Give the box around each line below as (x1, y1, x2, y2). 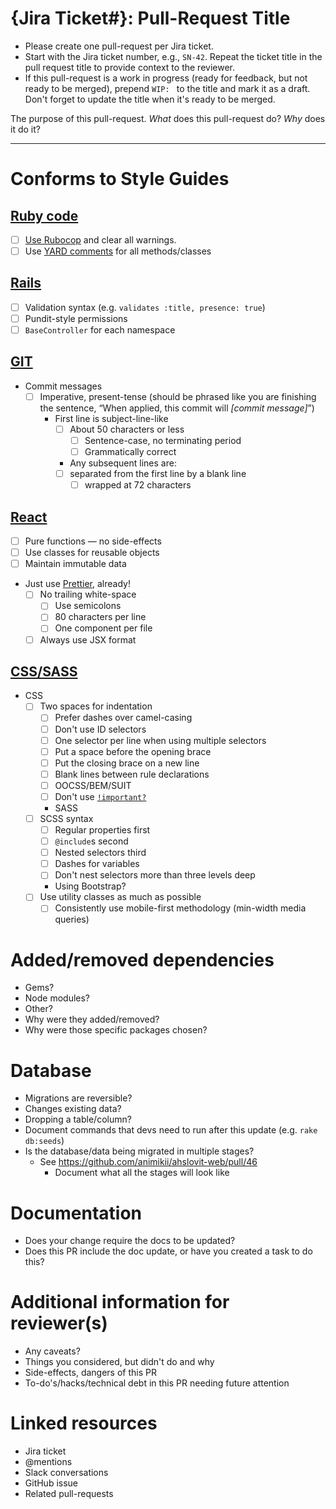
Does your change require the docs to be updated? (24, 1235, 236, 1247)
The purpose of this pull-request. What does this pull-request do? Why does (10, 112, 326, 124)
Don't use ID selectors (54, 723, 147, 735)
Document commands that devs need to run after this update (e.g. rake (24, 1124, 318, 1136)
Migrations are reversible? (24, 1092, 133, 1104)
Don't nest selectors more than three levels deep (54, 869, 256, 881)
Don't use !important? (54, 790, 147, 802)
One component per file (54, 622, 153, 634)
